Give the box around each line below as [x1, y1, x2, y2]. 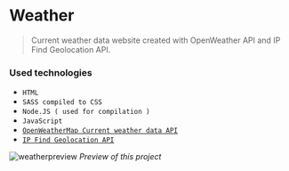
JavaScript [21, 117, 63, 126]
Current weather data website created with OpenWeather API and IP [30, 35, 281, 45]
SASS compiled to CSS [21, 98, 102, 107]
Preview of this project [78, 151, 162, 162]
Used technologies [9, 66, 92, 78]
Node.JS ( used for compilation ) [21, 108, 150, 117]
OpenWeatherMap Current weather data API [21, 126, 178, 135]
